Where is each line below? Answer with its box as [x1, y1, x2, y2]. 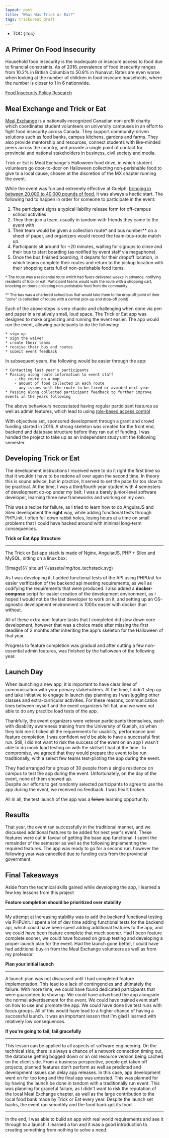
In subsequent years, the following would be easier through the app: [5, 358, 147, 364]
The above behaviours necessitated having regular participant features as [5, 403, 158, 409]
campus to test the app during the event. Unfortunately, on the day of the [5, 770, 157, 776]
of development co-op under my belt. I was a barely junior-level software [5, 489, 157, 495]
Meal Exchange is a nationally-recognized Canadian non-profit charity [5, 118, 151, 124]
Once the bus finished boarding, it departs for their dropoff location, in [12, 254, 158, 260]
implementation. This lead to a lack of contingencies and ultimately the [5, 981, 152, 987]
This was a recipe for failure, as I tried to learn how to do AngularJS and [5, 504, 154, 510]
